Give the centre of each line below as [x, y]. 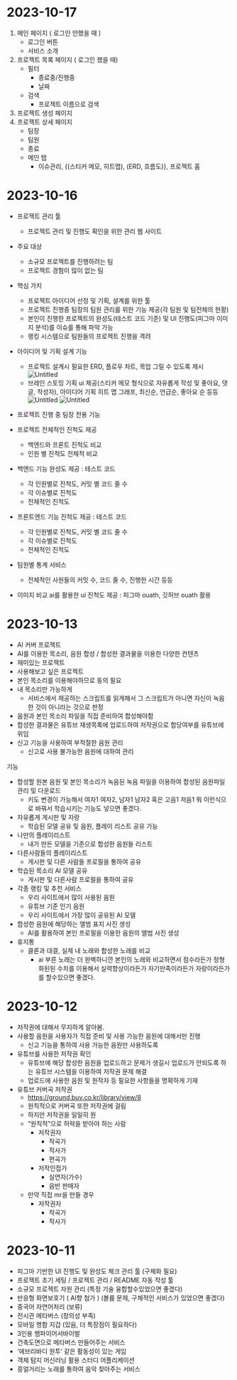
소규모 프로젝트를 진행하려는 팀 [70, 261]
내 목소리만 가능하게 [44, 689]
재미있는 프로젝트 [41, 662]
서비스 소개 [43, 51]
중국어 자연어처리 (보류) [50, 1307]
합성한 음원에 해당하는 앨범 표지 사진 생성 [74, 924]
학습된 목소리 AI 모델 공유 [52, 870]
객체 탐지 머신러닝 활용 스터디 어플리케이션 [76, 1360]
